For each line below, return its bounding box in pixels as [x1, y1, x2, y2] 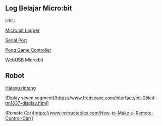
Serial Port [5, 37, 27, 43]
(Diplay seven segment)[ [5, 95, 57, 101]
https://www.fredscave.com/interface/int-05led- [56, 95, 157, 101]
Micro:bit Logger [5, 27, 40, 33]
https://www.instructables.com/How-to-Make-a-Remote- [34, 110, 154, 116]
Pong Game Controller [5, 47, 51, 53]
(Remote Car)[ [5, 110, 35, 116]
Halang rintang [5, 85, 36, 91]
